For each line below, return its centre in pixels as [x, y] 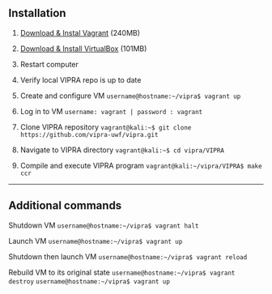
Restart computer [49, 64]
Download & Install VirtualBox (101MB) [83, 49]
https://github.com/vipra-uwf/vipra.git [89, 134]
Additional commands [65, 206]
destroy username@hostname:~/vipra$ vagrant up [89, 281]
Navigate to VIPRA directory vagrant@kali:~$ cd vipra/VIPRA [122, 150]
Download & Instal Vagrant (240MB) [80, 32]
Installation [37, 13]
